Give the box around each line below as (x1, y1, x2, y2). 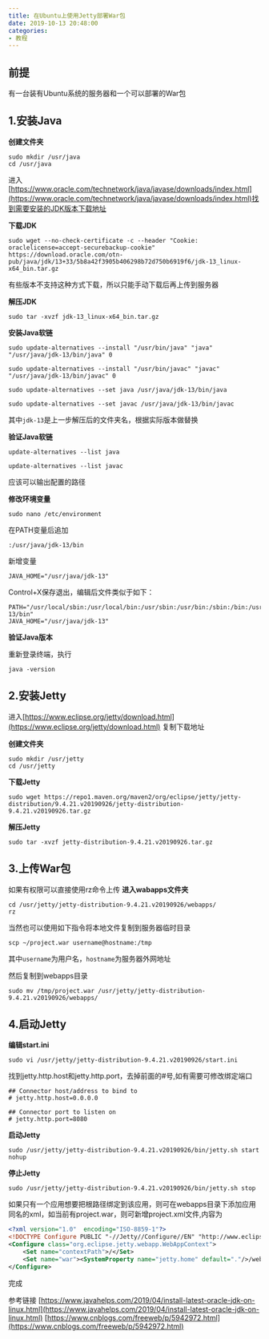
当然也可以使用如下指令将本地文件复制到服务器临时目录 (8, 922, 191, 932)
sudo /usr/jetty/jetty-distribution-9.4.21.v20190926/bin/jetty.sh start (8, 1147, 260, 1155)
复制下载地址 (162, 722, 205, 732)
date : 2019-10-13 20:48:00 (8, 19, 98, 27)
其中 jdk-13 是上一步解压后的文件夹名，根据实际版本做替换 (8, 414, 199, 425)
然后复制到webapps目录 (8, 970, 88, 980)
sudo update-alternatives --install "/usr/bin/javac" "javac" (8, 365, 220, 373)
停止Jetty (8, 1168, 41, 1178)
